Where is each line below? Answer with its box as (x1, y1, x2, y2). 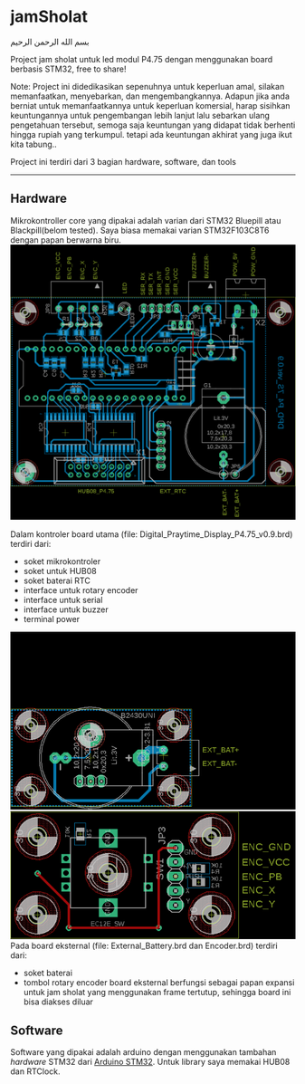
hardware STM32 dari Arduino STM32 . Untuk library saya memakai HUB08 (10, 1057, 291, 1068)
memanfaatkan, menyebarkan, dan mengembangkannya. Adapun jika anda (10, 91, 291, 101)
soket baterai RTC (23, 575, 91, 586)
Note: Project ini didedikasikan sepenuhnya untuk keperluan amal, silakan (10, 81, 285, 91)
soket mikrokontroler (23, 556, 101, 567)
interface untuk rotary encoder (23, 585, 138, 596)
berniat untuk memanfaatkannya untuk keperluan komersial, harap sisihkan (10, 100, 291, 110)
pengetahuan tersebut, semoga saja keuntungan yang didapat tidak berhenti (10, 120, 296, 130)
